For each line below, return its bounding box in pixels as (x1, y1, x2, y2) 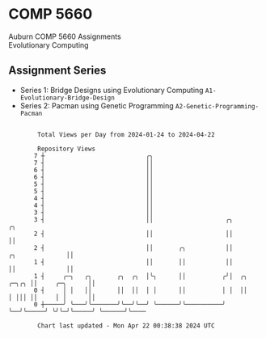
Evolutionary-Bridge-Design (19, 94, 115, 102)
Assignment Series (8, 64, 107, 78)
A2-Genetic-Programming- (175, 102, 260, 110)
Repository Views (37, 145, 95, 153)
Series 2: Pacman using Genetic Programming (19, 100, 174, 110)
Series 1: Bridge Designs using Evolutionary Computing (19, 85, 204, 95)
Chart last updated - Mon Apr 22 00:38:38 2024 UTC (37, 321, 216, 330)
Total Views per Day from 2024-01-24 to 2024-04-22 (37, 130, 216, 138)
